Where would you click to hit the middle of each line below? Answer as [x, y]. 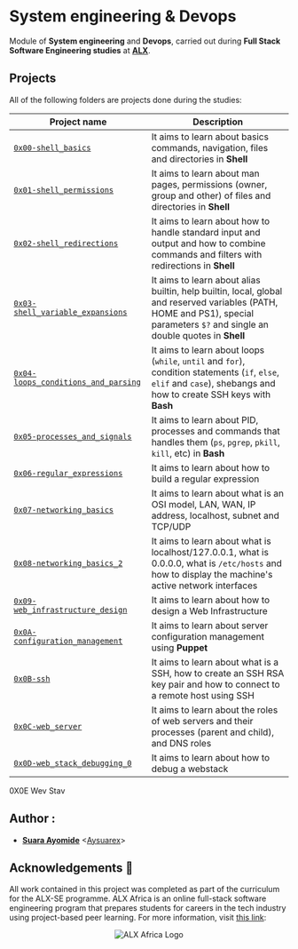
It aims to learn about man [205, 173]
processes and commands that [216, 431]
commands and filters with [207, 254]
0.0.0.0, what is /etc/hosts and [216, 563]
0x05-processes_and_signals [73, 436]
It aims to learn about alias [206, 280]
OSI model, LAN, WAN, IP [204, 504]
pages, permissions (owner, [209, 184]
